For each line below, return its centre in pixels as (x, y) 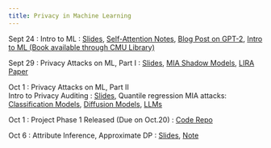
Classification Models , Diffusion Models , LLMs (85, 104)
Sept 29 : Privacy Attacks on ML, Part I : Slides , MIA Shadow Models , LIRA (131, 63)
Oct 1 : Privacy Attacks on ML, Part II (69, 87)
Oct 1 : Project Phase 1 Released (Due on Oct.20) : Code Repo (111, 119)
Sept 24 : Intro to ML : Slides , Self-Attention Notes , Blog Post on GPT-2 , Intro (135, 39)
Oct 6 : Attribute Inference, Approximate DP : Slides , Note (104, 135)
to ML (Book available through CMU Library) (82, 47)
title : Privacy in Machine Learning (70, 16)
